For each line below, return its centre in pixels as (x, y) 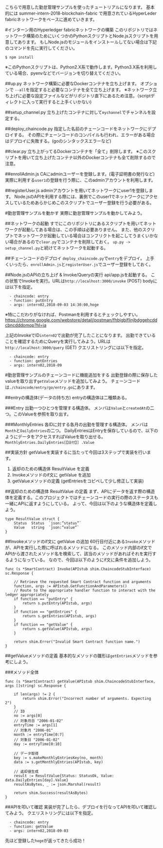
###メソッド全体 (22, 672)
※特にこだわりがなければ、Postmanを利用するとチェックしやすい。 (73, 315)
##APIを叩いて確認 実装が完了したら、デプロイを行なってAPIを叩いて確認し (81, 807)
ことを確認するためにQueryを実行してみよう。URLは (58, 341)
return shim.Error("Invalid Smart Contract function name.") (77, 642)
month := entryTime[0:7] (39, 735)
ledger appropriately (27, 595)
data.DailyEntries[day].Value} (37, 780)
